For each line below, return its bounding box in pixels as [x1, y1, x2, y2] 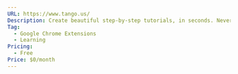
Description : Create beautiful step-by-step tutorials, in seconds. [7, 17, 214, 24]
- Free [13, 50, 33, 57]
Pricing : [7, 43, 33, 50]
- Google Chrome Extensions [13, 30, 97, 37]
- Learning [13, 37, 46, 44]
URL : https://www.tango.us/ [7, 10, 91, 18]
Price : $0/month [7, 56, 55, 63]
